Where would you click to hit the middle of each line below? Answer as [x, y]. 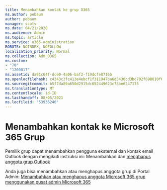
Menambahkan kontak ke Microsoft [80, 127]
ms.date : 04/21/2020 [27, 28]
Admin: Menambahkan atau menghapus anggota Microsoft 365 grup [75, 177]
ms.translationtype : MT [30, 88]
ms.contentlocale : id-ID [31, 93]
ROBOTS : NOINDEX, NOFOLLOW [33, 47]
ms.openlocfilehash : [27, 79]
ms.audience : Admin [25, 33]
